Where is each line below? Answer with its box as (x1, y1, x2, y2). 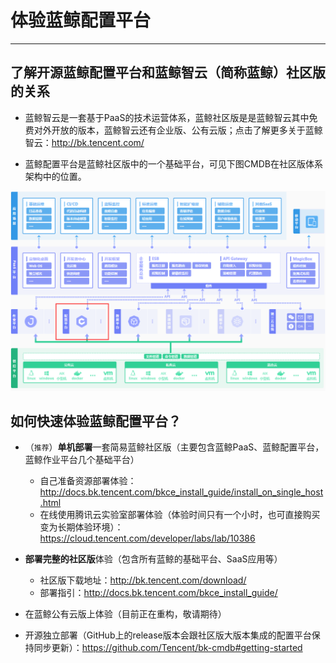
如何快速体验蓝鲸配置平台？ (10, 413, 182, 430)
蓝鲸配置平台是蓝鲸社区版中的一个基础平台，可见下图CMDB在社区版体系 (24, 157, 323, 170)
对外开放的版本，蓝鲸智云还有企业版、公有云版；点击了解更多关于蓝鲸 (33, 124, 323, 136)
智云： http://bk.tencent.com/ (24, 136, 145, 148)
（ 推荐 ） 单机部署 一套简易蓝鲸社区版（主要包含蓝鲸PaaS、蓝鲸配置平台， (24, 441, 325, 453)
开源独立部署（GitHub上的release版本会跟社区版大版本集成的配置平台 (24, 629, 312, 641)
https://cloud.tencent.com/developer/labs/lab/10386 (39, 532, 256, 545)
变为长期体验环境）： (39, 521, 124, 533)
